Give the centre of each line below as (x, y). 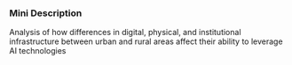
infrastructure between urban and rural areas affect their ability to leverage (146, 41)
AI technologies (38, 51)
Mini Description (46, 13)
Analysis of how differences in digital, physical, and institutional (125, 32)
